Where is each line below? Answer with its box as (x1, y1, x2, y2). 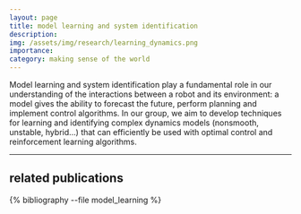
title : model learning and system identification (9, 21, 199, 30)
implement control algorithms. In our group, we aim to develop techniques (9, 108, 282, 118)
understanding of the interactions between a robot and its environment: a (9, 89, 279, 99)
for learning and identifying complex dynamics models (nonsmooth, (9, 117, 260, 128)
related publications (9, 171, 124, 186)
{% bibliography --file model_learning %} (9, 194, 162, 205)
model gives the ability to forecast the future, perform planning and (9, 98, 257, 108)
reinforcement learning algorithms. (9, 136, 137, 147)
